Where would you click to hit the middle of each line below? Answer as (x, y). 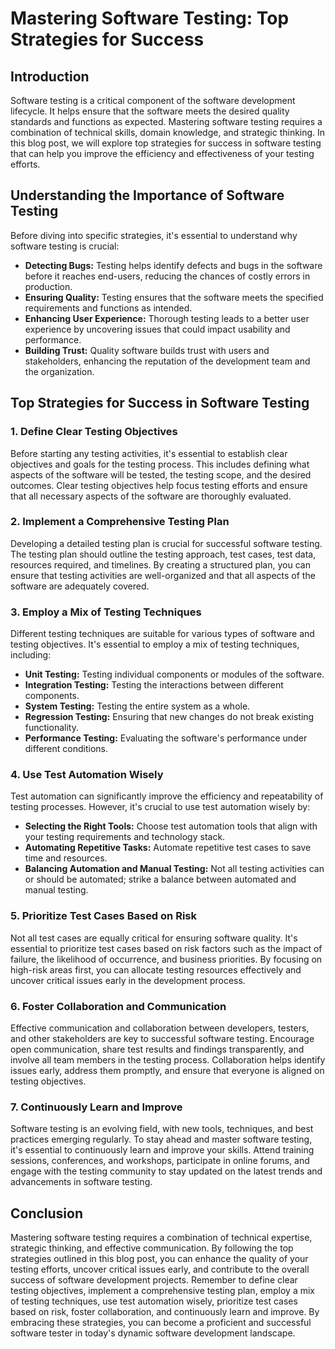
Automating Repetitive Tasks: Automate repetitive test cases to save (168, 848)
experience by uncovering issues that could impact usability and (157, 329)
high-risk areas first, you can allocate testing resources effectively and (156, 969)
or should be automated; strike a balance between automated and (160, 879)
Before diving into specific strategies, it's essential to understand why (154, 235)
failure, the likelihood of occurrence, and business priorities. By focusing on (166, 959)
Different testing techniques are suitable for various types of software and (162, 634)
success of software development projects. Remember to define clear (154, 1280)
